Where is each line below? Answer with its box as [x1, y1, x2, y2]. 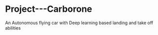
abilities [5, 25, 21, 31]
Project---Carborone [5, 3, 92, 15]
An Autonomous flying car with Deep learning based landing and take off [5, 20, 154, 26]
